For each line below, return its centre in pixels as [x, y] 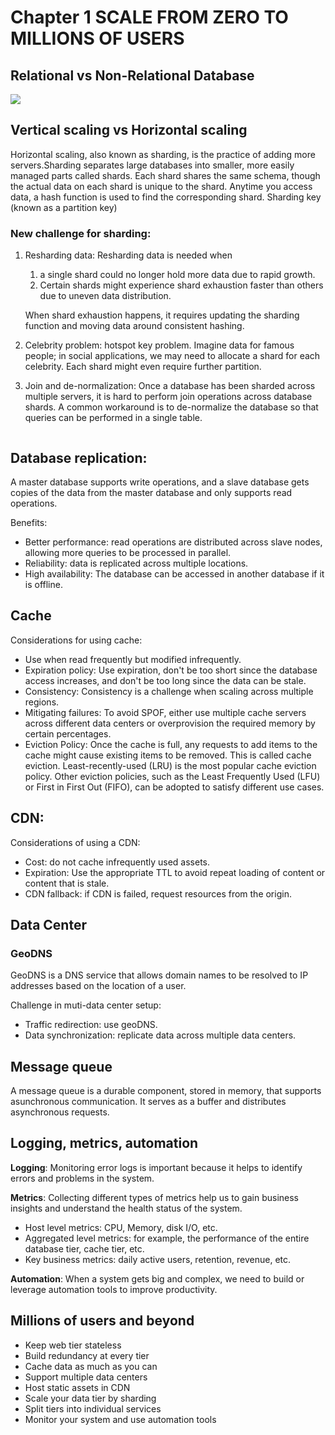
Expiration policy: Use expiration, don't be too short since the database [171, 670]
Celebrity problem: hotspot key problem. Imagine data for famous [159, 345]
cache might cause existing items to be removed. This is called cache [168, 755]
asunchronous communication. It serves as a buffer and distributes [148, 1102]
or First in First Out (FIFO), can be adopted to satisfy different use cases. [174, 787]
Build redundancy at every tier [87, 1355]
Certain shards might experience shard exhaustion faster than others [181, 285]
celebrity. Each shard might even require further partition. [143, 367]
